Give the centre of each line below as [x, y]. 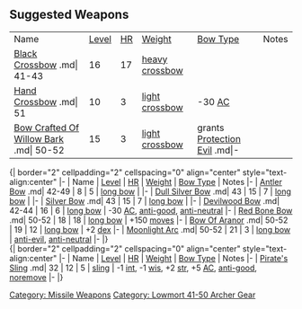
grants [211, 128]
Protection [219, 138]
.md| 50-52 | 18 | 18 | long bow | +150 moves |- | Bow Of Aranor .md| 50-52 [149, 220]
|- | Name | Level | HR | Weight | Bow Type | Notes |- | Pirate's [173, 258]
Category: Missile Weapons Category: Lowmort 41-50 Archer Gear [133, 295]
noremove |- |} [36, 277]
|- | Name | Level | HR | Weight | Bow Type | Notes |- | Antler [171, 181]
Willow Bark [39, 138]
